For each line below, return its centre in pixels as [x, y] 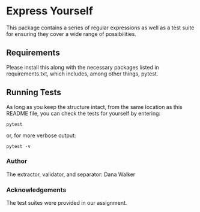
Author [17, 161]
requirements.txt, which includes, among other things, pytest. [82, 74]
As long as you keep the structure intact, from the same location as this [94, 107]
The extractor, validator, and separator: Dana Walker [71, 174]
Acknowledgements [36, 190]
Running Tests [34, 93]
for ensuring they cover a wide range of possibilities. [71, 34]
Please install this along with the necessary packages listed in [83, 67]
